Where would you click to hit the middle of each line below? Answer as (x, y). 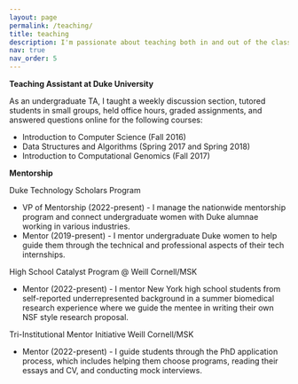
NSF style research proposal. (75, 317)
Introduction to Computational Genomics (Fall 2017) (116, 156)
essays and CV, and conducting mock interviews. (112, 370)
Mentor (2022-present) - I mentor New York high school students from (151, 289)
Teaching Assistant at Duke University (81, 84)
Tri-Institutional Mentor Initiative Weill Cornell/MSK (102, 334)
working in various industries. (76, 226)
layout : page (33, 17)
